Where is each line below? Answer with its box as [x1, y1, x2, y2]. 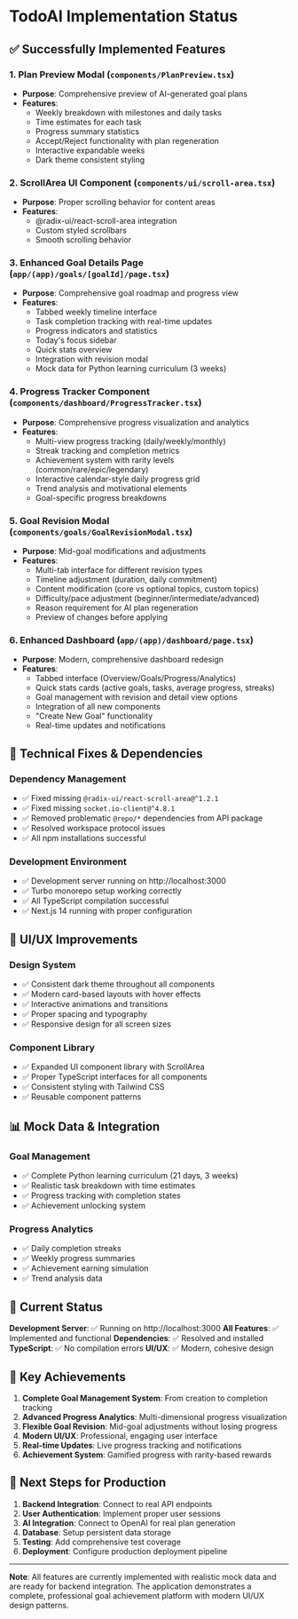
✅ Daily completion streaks [21, 1243, 122, 1254]
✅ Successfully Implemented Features [9, 42, 226, 57]
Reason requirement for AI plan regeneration [35, 602, 199, 614]
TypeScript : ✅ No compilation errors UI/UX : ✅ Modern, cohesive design [9, 1343, 274, 1353]
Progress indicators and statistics [35, 326, 158, 337]
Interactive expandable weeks [35, 145, 145, 155]
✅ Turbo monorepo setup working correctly [21, 885, 182, 896]
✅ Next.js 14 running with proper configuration [21, 906, 192, 917]
